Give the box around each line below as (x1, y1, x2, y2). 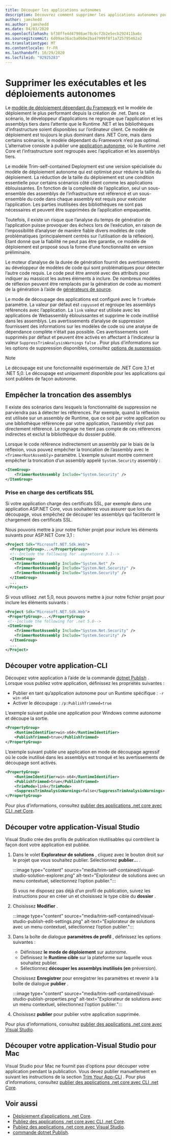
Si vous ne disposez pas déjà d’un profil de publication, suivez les (12, 888, 151, 894)
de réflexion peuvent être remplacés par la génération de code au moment (5, 281, 161, 287)
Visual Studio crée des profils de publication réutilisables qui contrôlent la (5, 836, 159, 843)
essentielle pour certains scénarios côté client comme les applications (5, 180, 153, 186)
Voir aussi (5, 1099, 38, 1108)
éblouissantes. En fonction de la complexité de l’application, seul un (5, 185, 147, 192)
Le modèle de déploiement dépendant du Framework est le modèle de (5, 105, 153, 111)
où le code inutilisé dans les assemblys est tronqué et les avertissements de (5, 754, 165, 760)
